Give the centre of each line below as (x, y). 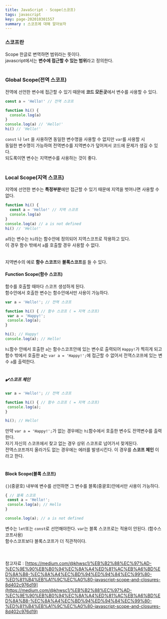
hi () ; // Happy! (22, 334)
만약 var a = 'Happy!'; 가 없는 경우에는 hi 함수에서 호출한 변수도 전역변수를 (79, 431)
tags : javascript (23, 15)
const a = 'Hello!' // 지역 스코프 (44, 210)
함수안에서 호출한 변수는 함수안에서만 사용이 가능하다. (57, 292)
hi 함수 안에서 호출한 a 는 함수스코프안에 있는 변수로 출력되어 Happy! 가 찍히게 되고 (84, 349)
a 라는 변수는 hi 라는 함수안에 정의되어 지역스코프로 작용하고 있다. (68, 239)
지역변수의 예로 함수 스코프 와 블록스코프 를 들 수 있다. (56, 262)
